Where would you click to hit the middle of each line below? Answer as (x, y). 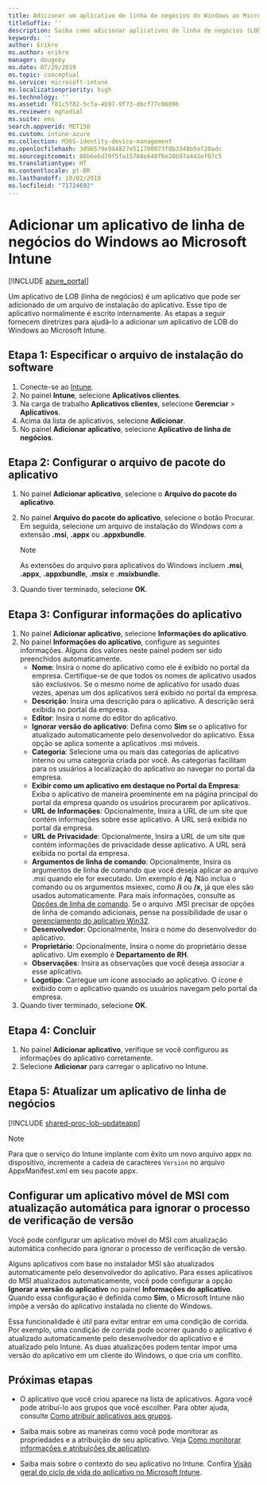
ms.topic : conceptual (44, 75)
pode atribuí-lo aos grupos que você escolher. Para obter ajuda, (124, 1408)
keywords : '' (30, 38)
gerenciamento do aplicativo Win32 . (91, 921)
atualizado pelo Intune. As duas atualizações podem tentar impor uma (123, 1347)
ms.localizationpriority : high (60, 89)
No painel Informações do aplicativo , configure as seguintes (120, 642)
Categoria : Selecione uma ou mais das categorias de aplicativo (135, 752)
